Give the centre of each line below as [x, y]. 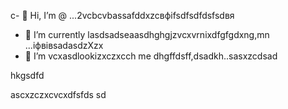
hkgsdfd [27, 75]
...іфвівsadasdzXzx [64, 45]
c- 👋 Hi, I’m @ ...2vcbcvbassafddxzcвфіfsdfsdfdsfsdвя [122, 15]
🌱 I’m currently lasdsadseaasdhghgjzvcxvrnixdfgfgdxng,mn [147, 34]
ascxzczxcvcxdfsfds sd [58, 94]
